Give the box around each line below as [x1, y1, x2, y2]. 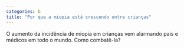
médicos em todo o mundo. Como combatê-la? [6, 36, 121, 43]
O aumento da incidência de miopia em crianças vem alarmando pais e [6, 30, 179, 37]
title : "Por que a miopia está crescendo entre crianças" [6, 14, 152, 20]
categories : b [6, 8, 41, 15]
